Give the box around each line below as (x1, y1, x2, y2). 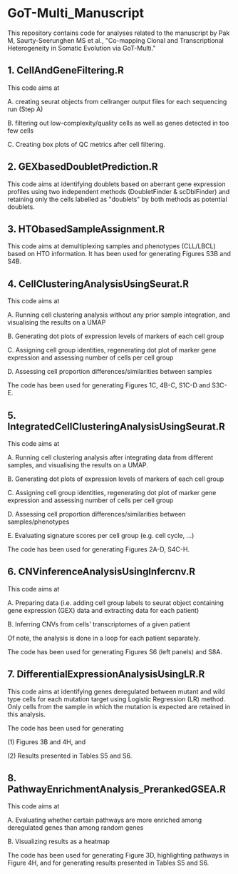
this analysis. (7, 710, 46, 718)
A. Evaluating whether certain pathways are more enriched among (7, 815, 202, 825)
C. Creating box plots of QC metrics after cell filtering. (7, 140, 165, 148)
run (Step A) (7, 105, 43, 113)
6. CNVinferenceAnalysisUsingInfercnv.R (7, 566, 196, 578)
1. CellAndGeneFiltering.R (7, 64, 125, 76)
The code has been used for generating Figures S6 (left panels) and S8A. (7, 647, 223, 656)
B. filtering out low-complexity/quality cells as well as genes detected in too (7, 118, 229, 127)
